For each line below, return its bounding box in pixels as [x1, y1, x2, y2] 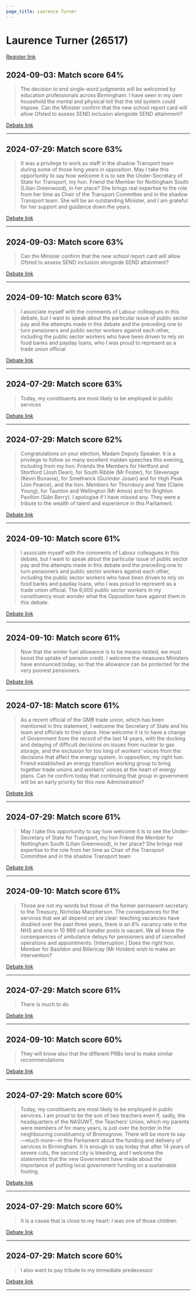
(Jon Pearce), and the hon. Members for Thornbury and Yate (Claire [20, 481, 184, 489]
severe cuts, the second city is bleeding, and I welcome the [20, 1149, 163, 1156]
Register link [6, 53, 36, 60]
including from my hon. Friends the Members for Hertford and [20, 463, 169, 470]
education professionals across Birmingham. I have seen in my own [20, 92, 183, 99]
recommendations [20, 1057, 64, 1064]
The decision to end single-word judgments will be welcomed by [20, 85, 176, 92]
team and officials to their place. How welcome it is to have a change [20, 728, 186, 735]
